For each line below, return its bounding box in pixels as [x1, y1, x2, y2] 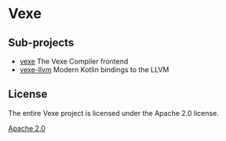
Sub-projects [8, 36, 75, 49]
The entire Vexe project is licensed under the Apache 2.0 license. [8, 108, 220, 117]
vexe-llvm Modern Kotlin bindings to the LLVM [19, 65, 169, 74]
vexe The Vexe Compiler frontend [19, 56, 129, 66]
